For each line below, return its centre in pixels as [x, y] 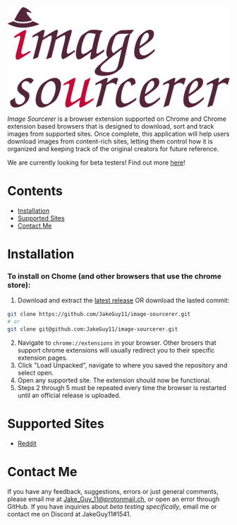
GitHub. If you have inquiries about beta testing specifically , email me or [112, 506]
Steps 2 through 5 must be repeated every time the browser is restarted [122, 387]
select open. [36, 372]
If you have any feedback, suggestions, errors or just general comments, [113, 491]
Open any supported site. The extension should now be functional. [114, 380]
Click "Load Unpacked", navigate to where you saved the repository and [122, 365]
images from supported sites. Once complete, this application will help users [119, 134]
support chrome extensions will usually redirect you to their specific [116, 350]
